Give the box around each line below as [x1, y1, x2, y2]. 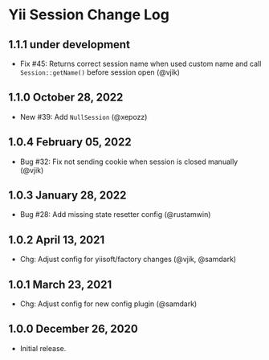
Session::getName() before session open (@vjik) [19, 67, 181, 77]
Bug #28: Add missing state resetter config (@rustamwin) [19, 210, 211, 219]
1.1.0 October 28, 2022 [8, 91, 124, 104]
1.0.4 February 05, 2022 [8, 135, 132, 149]
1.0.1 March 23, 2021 [8, 277, 112, 291]
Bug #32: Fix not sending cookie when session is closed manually [19, 157, 238, 166]
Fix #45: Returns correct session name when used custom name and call [19, 59, 262, 68]
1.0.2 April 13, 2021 [8, 233, 105, 247]
